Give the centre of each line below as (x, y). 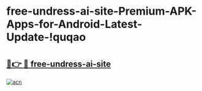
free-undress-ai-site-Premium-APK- (102, 11)
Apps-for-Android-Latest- (74, 24)
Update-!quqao (46, 37)
